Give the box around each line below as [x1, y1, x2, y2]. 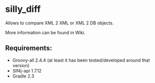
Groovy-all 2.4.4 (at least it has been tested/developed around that [12, 57, 150, 63]
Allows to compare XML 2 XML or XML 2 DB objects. [5, 20, 114, 26]
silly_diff [5, 3, 41, 15]
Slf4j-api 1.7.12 [12, 68, 41, 74]
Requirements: [5, 44, 52, 53]
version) [12, 62, 30, 68]
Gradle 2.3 [12, 73, 34, 79]
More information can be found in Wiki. [5, 29, 86, 35]
